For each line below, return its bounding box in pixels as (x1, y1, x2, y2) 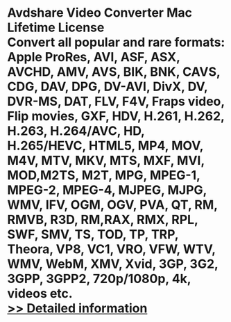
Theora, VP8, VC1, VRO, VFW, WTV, (7, 241, 216, 257)
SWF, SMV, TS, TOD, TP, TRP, (7, 227, 179, 243)
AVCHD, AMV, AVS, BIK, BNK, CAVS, (7, 64, 221, 80)
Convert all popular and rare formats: (7, 35, 225, 50)
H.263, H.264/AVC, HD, (7, 123, 145, 139)
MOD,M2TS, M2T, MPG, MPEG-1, (7, 168, 200, 184)
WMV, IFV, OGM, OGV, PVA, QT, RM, (7, 197, 218, 213)
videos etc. (7, 286, 73, 302)
